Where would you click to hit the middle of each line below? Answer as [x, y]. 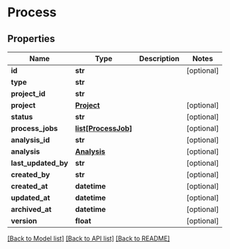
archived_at [31, 209]
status [22, 117]
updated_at [31, 198]
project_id [28, 94]
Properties [31, 39]
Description [159, 59]
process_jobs [34, 128]
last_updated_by [40, 163]
